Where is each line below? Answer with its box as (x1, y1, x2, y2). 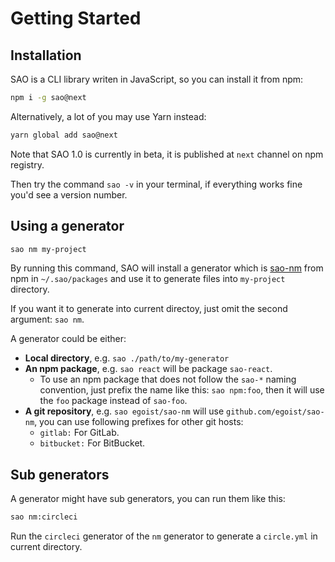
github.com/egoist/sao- (226, 407, 325, 417)
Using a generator (10, 218, 125, 235)
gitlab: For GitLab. (39, 427, 120, 439)
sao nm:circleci (10, 512, 78, 522)
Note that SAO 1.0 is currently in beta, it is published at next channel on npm (10, 148, 324, 160)
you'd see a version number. (10, 188, 128, 201)
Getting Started (10, 7, 142, 30)
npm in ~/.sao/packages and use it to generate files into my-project (10, 273, 286, 285)
